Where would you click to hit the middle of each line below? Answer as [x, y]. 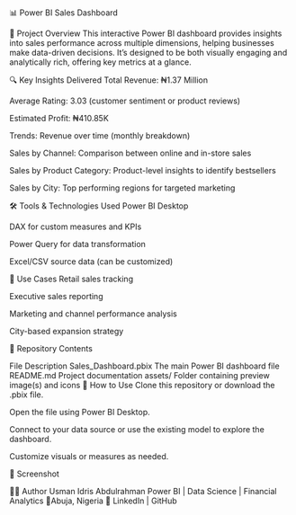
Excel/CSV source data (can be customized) [91, 262]
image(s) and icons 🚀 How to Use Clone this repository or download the [142, 385]
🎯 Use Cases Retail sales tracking [71, 279]
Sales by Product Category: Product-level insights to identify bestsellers [143, 170]
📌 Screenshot [35, 474]
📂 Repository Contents [51, 348]
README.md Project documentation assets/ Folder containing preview [139, 375]
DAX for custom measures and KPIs [76, 226]
